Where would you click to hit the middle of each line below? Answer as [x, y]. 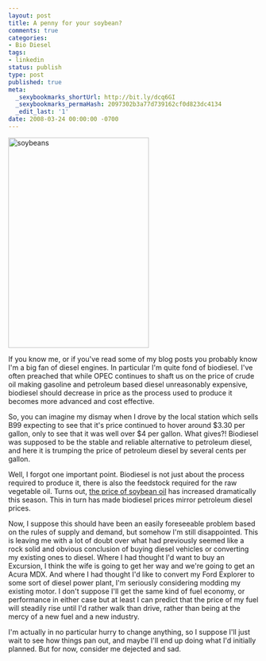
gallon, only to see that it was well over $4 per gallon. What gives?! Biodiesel [133, 434]
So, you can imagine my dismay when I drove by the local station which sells [133, 416]
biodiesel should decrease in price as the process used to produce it [120, 393]
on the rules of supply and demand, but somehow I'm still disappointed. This [133, 532]
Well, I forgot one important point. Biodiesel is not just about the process [126, 474]
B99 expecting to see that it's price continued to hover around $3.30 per [127, 425]
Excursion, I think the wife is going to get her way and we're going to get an [132, 566]
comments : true [33, 30]
